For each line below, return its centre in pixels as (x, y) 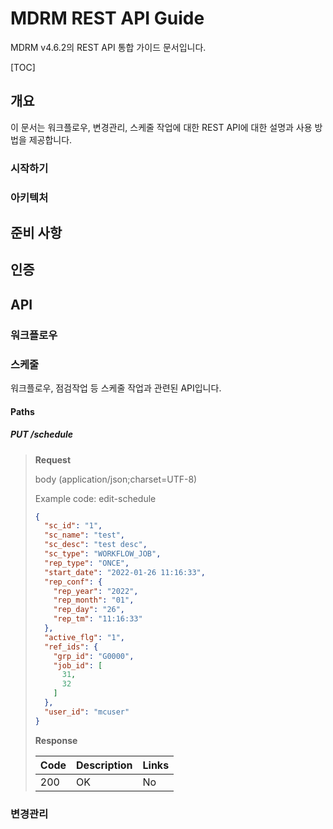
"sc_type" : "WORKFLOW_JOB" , (103, 554)
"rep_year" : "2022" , (96, 591)
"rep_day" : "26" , (89, 610)
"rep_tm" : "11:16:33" (98, 619)
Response (56, 740)
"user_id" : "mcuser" (87, 712)
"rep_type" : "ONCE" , (87, 563)
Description (104, 765)
